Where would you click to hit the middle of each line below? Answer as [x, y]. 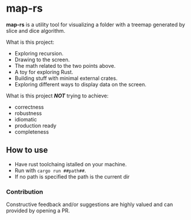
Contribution [25, 191]
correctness [29, 107]
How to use [27, 150]
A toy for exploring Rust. [44, 72]
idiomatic [25, 119]
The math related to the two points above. [65, 65]
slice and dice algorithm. [36, 30]
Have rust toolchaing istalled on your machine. [71, 164]
